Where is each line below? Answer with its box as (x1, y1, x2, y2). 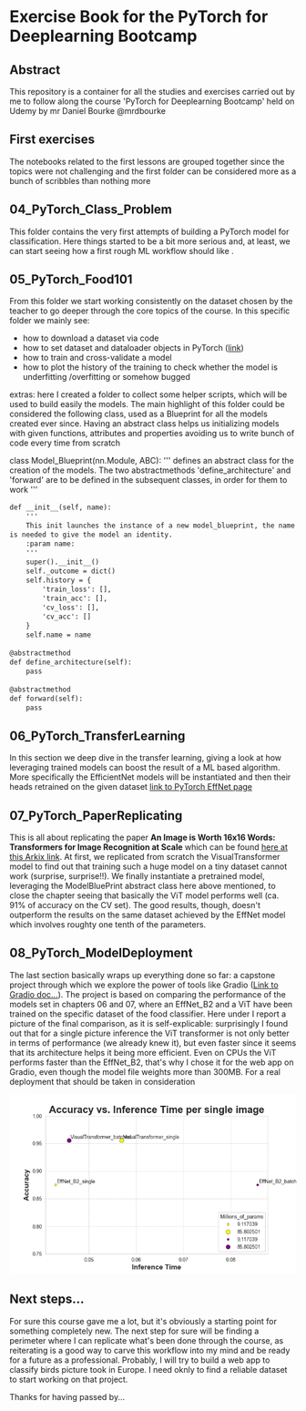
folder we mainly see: (9, 315, 90, 326)
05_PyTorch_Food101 (9, 271, 133, 288)
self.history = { (25, 576, 92, 585)
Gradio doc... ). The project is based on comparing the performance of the (9, 988, 287, 999)
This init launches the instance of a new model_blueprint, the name (25, 521, 296, 530)
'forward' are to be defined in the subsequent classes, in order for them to (9, 475, 288, 486)
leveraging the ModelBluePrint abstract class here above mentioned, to (9, 881, 276, 892)
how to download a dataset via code (22, 332, 159, 343)
